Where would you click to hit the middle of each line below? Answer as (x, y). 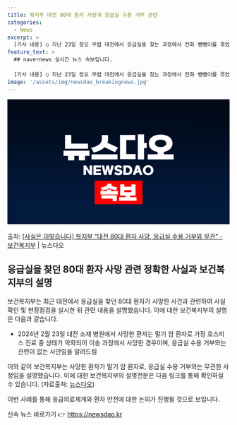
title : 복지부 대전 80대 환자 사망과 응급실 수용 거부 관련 (83, 15)
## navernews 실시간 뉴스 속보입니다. (63, 60)
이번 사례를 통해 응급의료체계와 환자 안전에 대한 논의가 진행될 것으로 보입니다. (114, 399)
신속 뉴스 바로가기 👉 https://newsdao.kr (65, 414)
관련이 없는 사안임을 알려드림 (57, 351)
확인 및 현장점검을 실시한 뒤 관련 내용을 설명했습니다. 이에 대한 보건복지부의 (111, 310)
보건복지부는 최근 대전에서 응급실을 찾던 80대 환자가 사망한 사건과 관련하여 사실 (116, 301)
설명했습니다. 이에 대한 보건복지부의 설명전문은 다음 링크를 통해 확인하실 (125, 375)
